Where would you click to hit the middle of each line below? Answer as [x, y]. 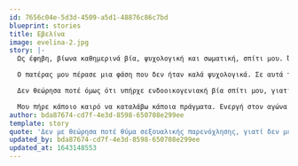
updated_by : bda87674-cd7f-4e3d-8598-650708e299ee [105, 140]
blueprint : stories [45, 26]
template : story [39, 123]
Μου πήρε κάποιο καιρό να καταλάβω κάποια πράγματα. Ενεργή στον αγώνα [153, 107]
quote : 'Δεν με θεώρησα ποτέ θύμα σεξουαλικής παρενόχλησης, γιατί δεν [144, 131]
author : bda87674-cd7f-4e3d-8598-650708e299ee [97, 115]
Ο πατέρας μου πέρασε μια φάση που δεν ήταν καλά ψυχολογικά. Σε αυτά [150, 75]
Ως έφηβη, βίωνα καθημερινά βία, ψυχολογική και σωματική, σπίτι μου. [150, 59]
